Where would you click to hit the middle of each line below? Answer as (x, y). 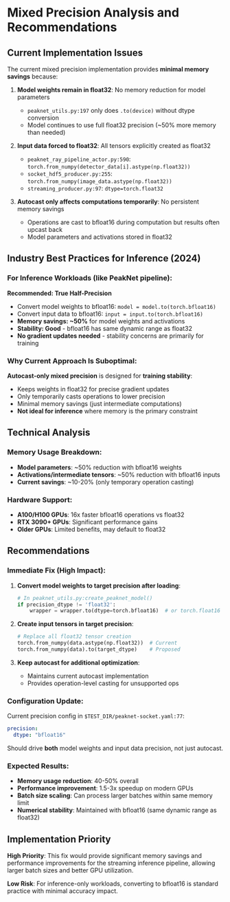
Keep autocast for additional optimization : (78, 663)
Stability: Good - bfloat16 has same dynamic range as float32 (104, 328)
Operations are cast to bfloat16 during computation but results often (123, 222)
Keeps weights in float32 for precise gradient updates (93, 389)
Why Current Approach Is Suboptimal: (72, 361)
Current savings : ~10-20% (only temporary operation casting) (105, 482)
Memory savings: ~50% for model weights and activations (101, 321)
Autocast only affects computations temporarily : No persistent (108, 202)
